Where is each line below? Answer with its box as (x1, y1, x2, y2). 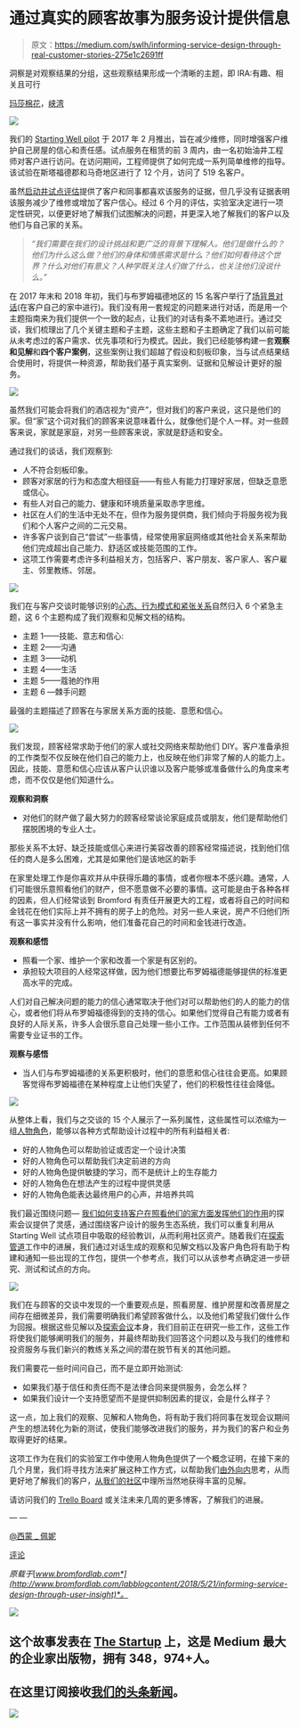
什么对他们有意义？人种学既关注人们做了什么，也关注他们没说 (46, 260, 273, 271)
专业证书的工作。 (24, 1029, 87, 1040)
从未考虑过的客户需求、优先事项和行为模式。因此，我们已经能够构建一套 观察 (9, 335, 290, 346)
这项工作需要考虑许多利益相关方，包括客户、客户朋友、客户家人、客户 (21, 554, 280, 564)
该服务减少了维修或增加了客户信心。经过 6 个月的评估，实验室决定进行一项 (9, 197, 284, 208)
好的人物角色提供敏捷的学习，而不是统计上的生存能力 (21, 1166, 218, 1177)
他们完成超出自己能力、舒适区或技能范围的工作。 (21, 542, 202, 553)
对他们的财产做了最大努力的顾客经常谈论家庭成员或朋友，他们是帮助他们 (21, 812, 287, 823)
